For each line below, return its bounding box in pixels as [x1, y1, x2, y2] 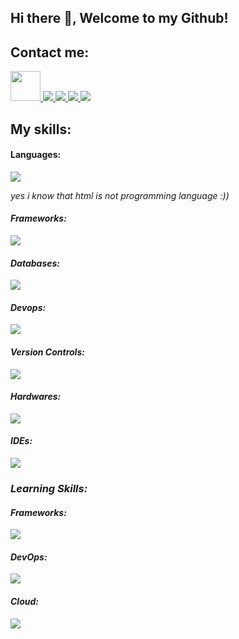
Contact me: [10, 44, 90, 61]
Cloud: [10, 595, 39, 607]
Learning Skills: [10, 481, 88, 495]
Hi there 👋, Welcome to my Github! [10, 10, 229, 27]
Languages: [10, 149, 62, 161]
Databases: [10, 257, 61, 269]
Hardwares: [10, 391, 62, 403]
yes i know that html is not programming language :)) [10, 189, 230, 201]
